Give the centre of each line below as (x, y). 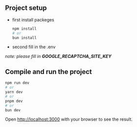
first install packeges (33, 19)
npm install (24, 29)
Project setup (26, 8)
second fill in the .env (34, 47)
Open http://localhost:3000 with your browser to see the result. (69, 119)
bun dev (13, 110)
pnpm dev (14, 101)
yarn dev (14, 92)
